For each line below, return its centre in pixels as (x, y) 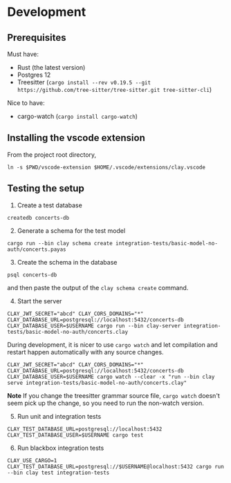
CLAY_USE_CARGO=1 (32, 460)
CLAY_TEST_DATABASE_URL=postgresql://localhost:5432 (85, 429)
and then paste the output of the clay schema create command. (98, 287)
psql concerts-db (32, 275)
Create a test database (50, 205)
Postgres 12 (34, 75)
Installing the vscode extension (76, 138)
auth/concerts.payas (37, 249)
